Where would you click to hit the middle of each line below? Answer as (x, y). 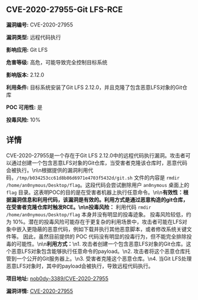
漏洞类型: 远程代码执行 (34, 37)
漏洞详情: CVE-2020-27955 (40, 291)
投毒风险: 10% (23, 120)
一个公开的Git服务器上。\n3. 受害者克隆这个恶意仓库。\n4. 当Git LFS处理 (104, 258)
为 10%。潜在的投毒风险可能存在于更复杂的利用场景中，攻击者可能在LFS (94, 222)
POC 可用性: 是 (24, 107)
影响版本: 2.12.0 (25, 75)
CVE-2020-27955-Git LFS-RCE (65, 10)
